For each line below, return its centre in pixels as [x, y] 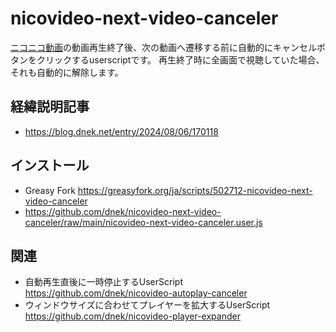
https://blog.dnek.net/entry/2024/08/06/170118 [121, 131]
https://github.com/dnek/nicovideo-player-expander [132, 316]
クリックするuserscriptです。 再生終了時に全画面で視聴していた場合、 [180, 59]
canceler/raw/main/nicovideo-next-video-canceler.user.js [143, 222]
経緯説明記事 [50, 107]
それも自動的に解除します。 [67, 72]
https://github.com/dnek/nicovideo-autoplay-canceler [136, 293]
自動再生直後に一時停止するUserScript [103, 282]
